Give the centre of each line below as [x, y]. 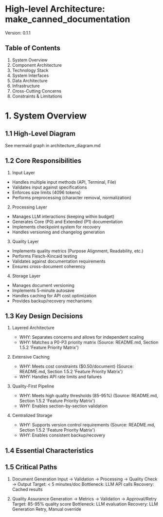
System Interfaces [30, 75]
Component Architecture [37, 65]
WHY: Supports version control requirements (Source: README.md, [87, 425]
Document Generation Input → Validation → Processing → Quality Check [85, 479]
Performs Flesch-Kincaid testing [45, 256]
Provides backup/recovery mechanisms [52, 301]
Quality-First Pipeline [33, 386]
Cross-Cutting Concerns [37, 91]
